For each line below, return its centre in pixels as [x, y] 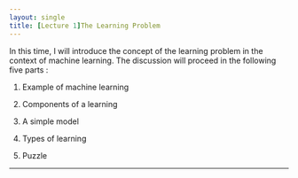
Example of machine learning [75, 87]
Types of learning [54, 138]
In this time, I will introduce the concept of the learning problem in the [136, 50]
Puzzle [35, 155]
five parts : [29, 70]
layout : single [37, 17]
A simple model [51, 121]
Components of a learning [70, 104]
